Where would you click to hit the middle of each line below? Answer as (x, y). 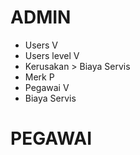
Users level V (52, 55)
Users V (41, 45)
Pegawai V (47, 87)
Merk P (39, 77)
